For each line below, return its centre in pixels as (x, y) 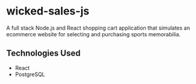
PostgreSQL (30, 74)
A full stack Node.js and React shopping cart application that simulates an (98, 28)
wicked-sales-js (48, 11)
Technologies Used (43, 53)
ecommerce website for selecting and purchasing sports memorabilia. (93, 34)
